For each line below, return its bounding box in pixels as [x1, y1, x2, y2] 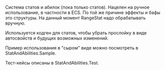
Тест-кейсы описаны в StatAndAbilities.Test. [5, 60, 99, 65]
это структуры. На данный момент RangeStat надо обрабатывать [5, 15, 146, 20]
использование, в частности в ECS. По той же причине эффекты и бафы [5, 9, 160, 15]
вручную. [5, 20, 26, 26]
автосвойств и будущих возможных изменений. [5, 35, 109, 41]
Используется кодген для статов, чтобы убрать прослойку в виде [5, 30, 147, 35]
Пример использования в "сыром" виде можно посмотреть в [5, 45, 138, 50]
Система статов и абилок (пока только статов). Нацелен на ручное [5, 4, 150, 10]
